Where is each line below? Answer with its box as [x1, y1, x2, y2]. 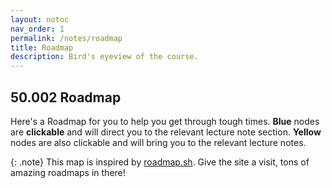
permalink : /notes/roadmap [10, 33, 123, 43]
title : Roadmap [10, 42, 74, 53]
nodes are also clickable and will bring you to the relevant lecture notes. [10, 136, 307, 148]
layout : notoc [10, 14, 70, 25]
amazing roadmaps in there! [10, 166, 126, 178]
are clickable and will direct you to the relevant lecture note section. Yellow [10, 126, 322, 138]
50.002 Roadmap [10, 89, 122, 106]
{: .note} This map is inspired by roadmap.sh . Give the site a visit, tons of [10, 156, 310, 168]
